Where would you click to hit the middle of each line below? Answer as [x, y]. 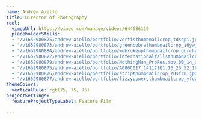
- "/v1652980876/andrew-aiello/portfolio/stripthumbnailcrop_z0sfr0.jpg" [106, 73]
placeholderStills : [36, 34]
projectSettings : [28, 96]
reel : [13, 23]
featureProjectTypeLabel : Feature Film [62, 101]
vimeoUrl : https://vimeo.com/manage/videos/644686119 [80, 29]
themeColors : [23, 85]
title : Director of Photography [47, 17]
